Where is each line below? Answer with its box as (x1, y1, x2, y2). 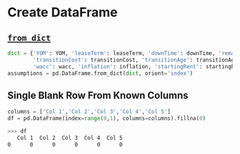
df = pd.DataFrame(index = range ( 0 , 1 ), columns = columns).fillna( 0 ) (7, 115, 206, 122)
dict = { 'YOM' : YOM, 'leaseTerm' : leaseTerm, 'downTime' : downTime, (7, 50, 216, 57)
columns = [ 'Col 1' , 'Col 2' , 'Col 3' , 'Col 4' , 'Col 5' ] (7, 108, 171, 115)
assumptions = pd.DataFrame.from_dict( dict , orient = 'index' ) (7, 69, 194, 77)
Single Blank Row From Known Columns (7, 89, 189, 101)
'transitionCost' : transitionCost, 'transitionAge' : (33, 56, 194, 63)
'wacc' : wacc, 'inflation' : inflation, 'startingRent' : (33, 63, 203, 70)
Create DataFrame (7, 4, 118, 21)
